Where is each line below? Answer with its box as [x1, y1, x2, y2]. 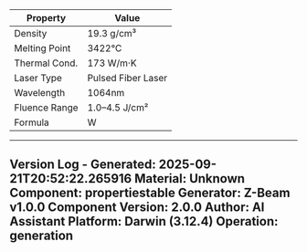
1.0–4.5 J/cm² [87, 101, 149, 113]
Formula [14, 116, 50, 129]
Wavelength [14, 87, 66, 99]
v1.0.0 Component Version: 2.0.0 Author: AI [9, 200, 265, 215]
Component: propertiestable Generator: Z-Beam [9, 185, 291, 201]
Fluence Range [14, 101, 79, 113]
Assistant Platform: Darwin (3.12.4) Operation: [9, 214, 279, 229]
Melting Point [14, 42, 71, 54]
